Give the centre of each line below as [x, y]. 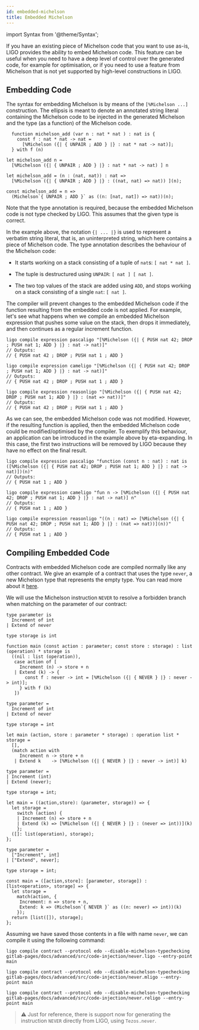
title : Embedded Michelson [40, 17]
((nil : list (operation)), [46, 657]
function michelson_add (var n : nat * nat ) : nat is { [83, 134]
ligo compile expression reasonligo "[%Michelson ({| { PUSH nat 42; [94, 392]
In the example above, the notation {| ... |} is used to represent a [89, 232]
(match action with [36, 751]
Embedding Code [39, 90]
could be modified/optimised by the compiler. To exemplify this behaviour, [97, 432]
